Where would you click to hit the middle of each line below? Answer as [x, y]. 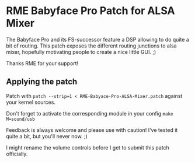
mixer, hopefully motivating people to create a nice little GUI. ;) [81, 52]
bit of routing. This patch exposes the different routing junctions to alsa [91, 46]
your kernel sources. [31, 102]
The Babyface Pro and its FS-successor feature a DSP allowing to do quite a [98, 39]
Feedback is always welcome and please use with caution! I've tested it [92, 130]
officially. [17, 154]
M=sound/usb [20, 119]
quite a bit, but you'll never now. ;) [47, 136]
